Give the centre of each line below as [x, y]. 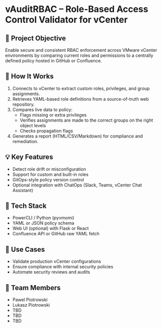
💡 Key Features [29, 157]
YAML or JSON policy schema [43, 223]
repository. [23, 104]
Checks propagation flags [46, 131]
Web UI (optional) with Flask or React [50, 228]
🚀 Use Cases [25, 249]
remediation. [25, 141]
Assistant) [23, 190]
